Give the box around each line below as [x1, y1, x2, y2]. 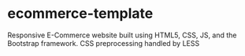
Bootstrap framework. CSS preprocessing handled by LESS [7, 38, 200, 47]
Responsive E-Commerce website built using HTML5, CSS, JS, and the [7, 30, 237, 40]
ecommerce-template [7, 5, 154, 23]
